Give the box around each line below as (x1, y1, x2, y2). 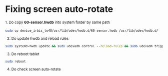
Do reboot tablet (11, 51, 39, 57)
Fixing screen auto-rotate (5, 3, 113, 15)
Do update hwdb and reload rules (11, 36, 69, 41)
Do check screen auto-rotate (11, 67, 61, 72)
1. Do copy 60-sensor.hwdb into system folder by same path (5, 20, 110, 25)
